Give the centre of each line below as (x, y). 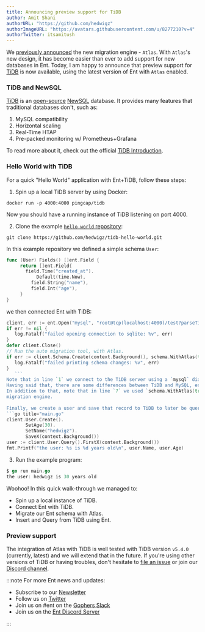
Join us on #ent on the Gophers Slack (63, 605)
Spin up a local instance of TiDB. (56, 500)
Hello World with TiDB (39, 167)
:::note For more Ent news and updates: (56, 580)
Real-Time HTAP (36, 132)
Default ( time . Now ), (61, 277)
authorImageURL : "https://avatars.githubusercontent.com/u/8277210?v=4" (101, 29)
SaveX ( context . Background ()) (62, 437)
